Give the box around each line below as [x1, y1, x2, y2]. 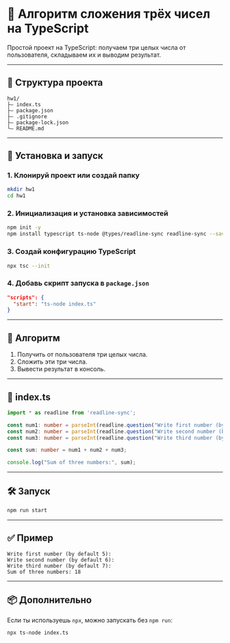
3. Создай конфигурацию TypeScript [7, 247, 136, 256]
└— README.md [7, 125, 44, 132]
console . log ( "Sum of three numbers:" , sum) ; [7, 459, 136, 466]
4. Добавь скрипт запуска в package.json [7, 279, 149, 288]
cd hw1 [7, 192, 26, 199]
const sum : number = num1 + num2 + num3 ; [7, 446, 127, 454]
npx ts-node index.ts [7, 629, 69, 636]
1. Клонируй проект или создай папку [7, 171, 140, 180]
